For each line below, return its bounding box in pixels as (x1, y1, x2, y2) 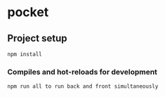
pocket (7, 4, 49, 20)
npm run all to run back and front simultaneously (7, 83, 159, 90)
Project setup (7, 32, 68, 44)
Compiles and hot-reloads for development (7, 67, 158, 77)
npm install (7, 51, 42, 58)
